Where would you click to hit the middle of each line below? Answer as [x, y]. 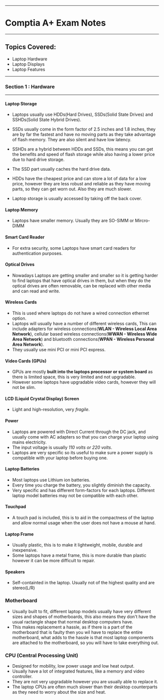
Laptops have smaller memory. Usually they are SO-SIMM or [73, 221]
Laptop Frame [20, 534]
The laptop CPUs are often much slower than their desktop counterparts [85, 687]
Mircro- [143, 221]
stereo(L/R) [23, 588]
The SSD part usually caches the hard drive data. [61, 169]
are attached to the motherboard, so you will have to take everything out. [85, 643]
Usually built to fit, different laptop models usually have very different [82, 611]
